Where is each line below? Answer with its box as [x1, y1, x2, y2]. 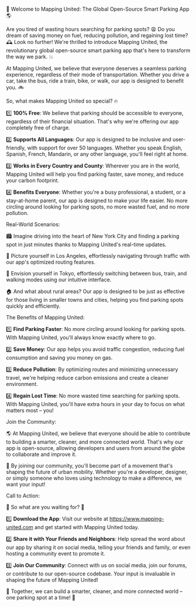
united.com [6, 524, 33, 530]
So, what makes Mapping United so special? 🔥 [6, 97, 118, 104]
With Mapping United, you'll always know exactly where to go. [6, 334, 156, 341]
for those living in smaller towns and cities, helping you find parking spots [6, 296, 184, 303]
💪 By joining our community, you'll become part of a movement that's [6, 462, 173, 469]
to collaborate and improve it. [6, 451, 77, 458]
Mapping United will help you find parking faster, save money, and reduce [6, 170, 184, 178]
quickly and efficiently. [6, 302, 61, 309]
